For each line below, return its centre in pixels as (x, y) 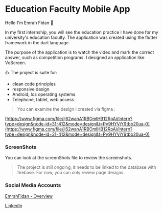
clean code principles (34, 84)
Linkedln (14, 206)
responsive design (31, 89)
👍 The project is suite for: (31, 72)
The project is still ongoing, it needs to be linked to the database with (87, 167)
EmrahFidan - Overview (29, 196)
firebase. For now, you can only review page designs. (71, 173)
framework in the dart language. (37, 42)
